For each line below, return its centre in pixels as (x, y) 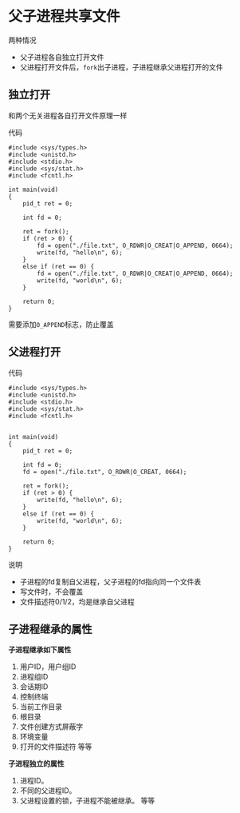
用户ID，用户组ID (48, 667)
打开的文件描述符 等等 (56, 747)
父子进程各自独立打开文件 (62, 57)
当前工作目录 (41, 707)
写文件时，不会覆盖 (51, 592)
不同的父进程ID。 (48, 791)
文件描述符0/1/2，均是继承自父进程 (77, 601)
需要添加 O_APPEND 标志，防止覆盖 (61, 324)
